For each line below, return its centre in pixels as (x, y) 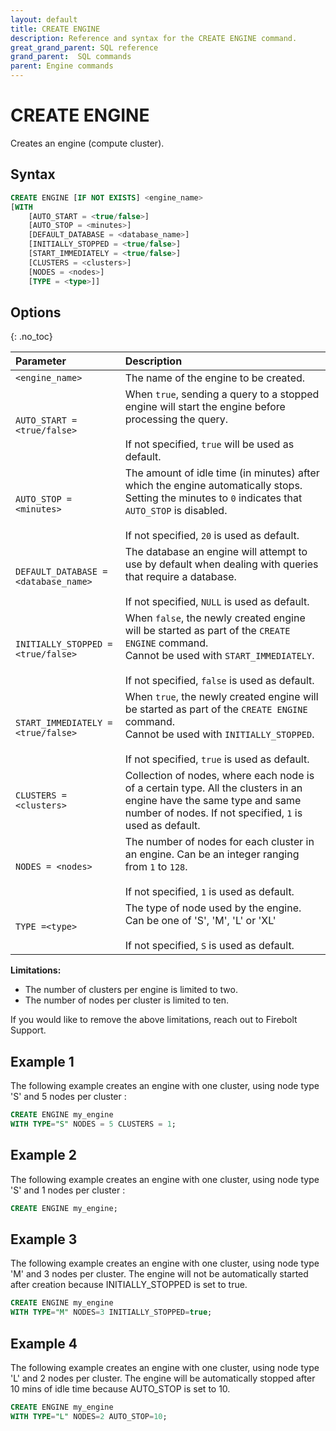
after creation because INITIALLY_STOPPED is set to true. (129, 1285)
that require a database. (180, 577)
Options (36, 312)
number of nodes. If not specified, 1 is (213, 813)
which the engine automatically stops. (213, 486)
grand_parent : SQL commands (71, 57)
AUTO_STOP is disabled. (176, 511)
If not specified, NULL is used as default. (217, 602)
